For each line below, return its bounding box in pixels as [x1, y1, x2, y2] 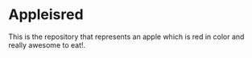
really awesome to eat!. [8, 40, 86, 49]
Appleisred [8, 6, 84, 24]
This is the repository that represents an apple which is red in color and [8, 32, 245, 41]
